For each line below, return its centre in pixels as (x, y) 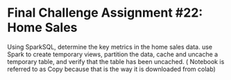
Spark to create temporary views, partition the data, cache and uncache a (113, 54)
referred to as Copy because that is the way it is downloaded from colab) (112, 69)
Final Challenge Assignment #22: (105, 13)
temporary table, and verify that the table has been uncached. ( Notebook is (116, 61)
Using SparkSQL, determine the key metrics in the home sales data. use (110, 47)
